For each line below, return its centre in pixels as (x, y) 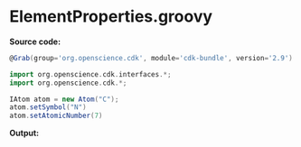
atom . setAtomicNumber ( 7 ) (56, 116)
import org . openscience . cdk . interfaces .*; (90, 74)
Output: (24, 133)
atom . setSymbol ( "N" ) (48, 107)
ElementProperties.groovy (111, 17)
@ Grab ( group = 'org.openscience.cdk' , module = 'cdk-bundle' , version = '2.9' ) (151, 58)
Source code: (35, 41)
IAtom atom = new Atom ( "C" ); (64, 99)
